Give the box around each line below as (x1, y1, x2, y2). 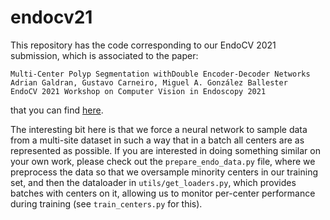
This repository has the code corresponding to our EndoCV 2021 (10, 39, 277, 51)
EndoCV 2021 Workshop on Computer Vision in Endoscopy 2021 (10, 86, 267, 96)
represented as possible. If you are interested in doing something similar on (10, 144, 321, 156)
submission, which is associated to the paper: (10, 49, 199, 61)
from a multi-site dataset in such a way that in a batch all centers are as (10, 134, 305, 146)
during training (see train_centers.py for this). (10, 197, 203, 210)
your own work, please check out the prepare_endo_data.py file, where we (10, 155, 316, 167)
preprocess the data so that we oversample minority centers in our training (10, 166, 318, 178)
